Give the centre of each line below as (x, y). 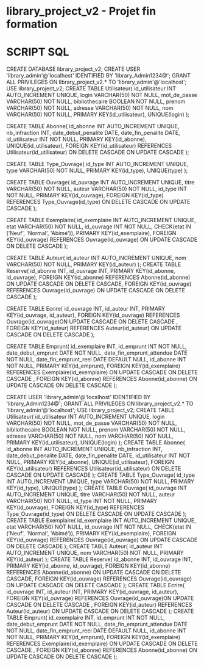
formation (32, 24)
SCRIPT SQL (38, 52)
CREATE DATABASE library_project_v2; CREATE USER (73, 69)
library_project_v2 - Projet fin (81, 11)
